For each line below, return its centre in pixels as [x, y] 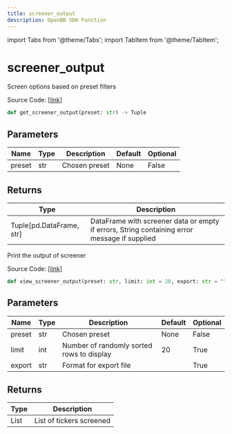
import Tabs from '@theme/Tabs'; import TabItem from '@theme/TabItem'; [113, 39]
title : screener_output [41, 13]
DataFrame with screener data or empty [155, 220]
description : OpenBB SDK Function [57, 20]
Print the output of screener [47, 255]
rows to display [87, 354]
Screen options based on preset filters [61, 86]
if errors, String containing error [142, 229]
